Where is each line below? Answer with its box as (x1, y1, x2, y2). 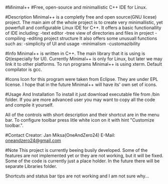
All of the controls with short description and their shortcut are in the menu (5, 112, 159, 118)
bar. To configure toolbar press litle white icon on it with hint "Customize (5, 117, 154, 123)
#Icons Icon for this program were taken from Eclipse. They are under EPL (5, 76, 158, 82)
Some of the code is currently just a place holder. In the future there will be (5, 158, 160, 164)
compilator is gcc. (5, 66, 43, 72)
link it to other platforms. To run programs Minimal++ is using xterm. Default (5, 61, 162, 67)
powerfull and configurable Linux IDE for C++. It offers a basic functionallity (5, 25, 161, 31)
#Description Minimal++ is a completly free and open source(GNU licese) (5, 14, 157, 20)
